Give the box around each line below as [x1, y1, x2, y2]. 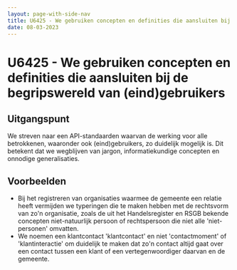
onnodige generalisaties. [7, 155, 80, 163]
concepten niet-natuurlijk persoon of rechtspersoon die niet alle [17, 217, 205, 225]
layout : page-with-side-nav [7, 10, 91, 18]
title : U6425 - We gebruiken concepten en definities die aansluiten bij [7, 17, 231, 24]
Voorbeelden [7, 175, 66, 187]
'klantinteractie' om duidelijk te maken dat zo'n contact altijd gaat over [17, 239, 224, 248]
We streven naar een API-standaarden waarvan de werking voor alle [7, 132, 208, 140]
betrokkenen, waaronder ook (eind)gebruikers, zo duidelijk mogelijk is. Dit [7, 140, 224, 148]
